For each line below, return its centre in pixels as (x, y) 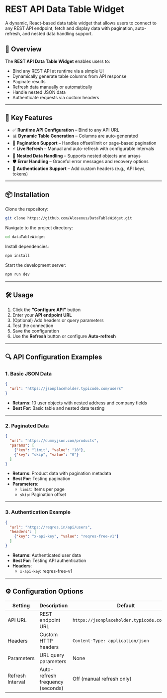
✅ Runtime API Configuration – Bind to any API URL (66, 130)
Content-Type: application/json (111, 641)
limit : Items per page (42, 489)
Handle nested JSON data (39, 92)
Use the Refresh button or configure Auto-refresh (64, 336)
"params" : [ (22, 445)
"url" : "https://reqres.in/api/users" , (51, 527)
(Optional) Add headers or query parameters (58, 320)
